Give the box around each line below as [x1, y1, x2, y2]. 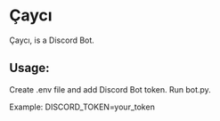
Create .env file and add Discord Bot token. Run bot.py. [9, 84, 211, 94]
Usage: [9, 60, 51, 76]
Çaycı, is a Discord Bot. [9, 35, 95, 45]
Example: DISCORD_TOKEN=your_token [9, 101, 156, 112]
